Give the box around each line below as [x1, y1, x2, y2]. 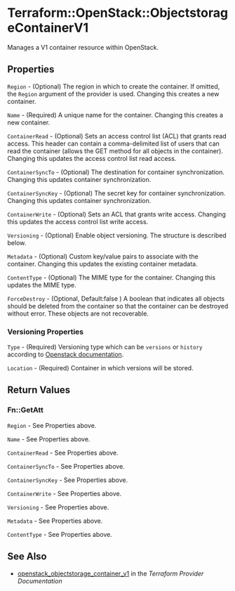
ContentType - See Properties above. [7, 530, 112, 538]
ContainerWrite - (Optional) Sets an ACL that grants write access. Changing [7, 209, 227, 219]
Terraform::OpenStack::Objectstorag [7, 5, 229, 21]
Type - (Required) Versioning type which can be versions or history [7, 343, 203, 351]
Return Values [7, 384, 71, 396]
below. [7, 238, 27, 247]
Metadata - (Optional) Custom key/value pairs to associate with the [7, 252, 199, 261]
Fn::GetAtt [7, 405, 43, 415]
